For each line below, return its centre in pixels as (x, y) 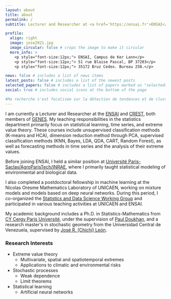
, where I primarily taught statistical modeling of (116, 167)
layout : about (20, 10)
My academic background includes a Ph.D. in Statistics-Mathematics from (83, 213)
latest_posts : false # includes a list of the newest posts (70, 80)
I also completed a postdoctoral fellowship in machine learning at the (77, 182)
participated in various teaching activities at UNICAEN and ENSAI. (74, 204)
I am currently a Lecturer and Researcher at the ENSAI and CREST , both (81, 114)
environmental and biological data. (41, 172)
